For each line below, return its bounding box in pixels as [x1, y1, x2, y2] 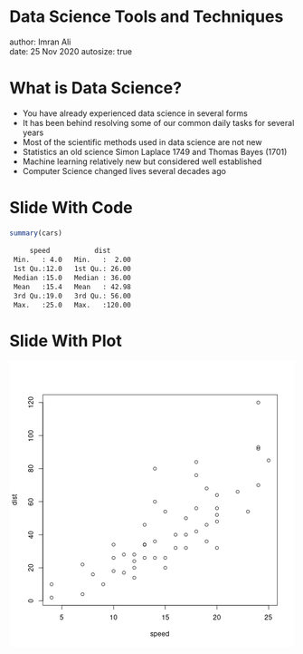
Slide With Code [9, 198, 133, 219]
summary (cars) [9, 229, 63, 238]
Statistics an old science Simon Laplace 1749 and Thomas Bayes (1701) [22, 146, 288, 157]
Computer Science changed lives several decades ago [22, 165, 226, 176]
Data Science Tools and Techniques [9, 6, 284, 27]
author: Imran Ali [9, 36, 71, 47]
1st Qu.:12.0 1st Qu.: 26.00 [13, 264, 131, 273]
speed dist [29, 246, 111, 255]
